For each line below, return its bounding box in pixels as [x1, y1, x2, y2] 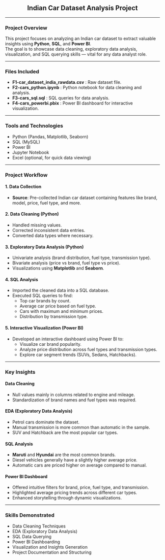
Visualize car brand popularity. [19, 341, 82, 347]
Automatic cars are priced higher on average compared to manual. [12, 462, 147, 468]
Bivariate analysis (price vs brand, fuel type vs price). [12, 260, 120, 266]
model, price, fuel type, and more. [12, 199, 81, 206]
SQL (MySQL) [12, 139, 40, 145]
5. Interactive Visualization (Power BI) [5, 325, 83, 331]
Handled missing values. [12, 222, 62, 228]
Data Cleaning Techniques [12, 523, 66, 529]
